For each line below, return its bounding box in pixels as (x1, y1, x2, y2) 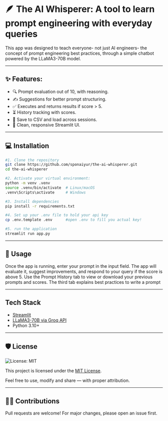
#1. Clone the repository (5, 157, 59, 163)
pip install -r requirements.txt (5, 203, 75, 208)
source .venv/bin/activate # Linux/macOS (5, 185, 95, 190)
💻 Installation (5, 142, 49, 150)
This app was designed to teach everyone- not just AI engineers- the (5, 45, 147, 51)
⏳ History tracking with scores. (12, 109, 76, 115)
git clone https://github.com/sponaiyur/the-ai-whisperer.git (5, 162, 137, 167)
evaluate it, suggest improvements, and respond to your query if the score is (5, 268, 162, 274)
